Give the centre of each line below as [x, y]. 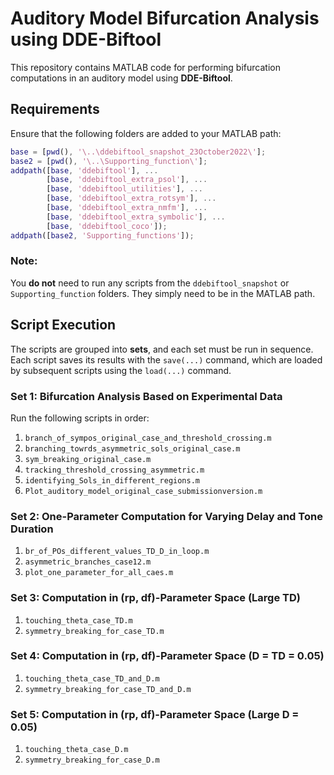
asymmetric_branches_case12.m [88, 562]
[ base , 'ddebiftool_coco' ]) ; [107, 226]
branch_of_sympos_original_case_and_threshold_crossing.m [148, 438]
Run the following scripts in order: [80, 418]
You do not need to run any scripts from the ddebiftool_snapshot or [150, 283]
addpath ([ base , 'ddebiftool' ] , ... [84, 170]
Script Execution [63, 325]
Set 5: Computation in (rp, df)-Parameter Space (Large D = [155, 714]
